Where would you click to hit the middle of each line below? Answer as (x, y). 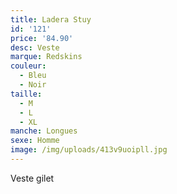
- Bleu (33, 76)
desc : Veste (35, 47)
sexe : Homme (35, 141)
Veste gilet (32, 178)
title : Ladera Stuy (51, 19)
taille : (26, 94)
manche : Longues (44, 131)
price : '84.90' (42, 38)
